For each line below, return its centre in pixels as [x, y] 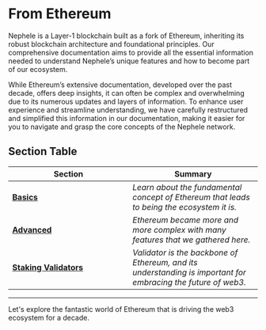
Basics [25, 197]
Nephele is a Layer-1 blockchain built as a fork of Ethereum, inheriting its [126, 36]
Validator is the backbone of [185, 252]
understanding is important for [190, 272]
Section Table [43, 152]
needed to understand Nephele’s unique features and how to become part [129, 61]
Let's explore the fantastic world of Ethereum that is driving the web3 [121, 309]
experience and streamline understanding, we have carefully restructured [128, 110]
